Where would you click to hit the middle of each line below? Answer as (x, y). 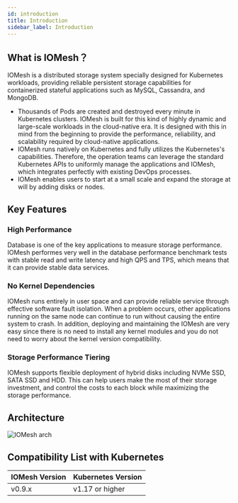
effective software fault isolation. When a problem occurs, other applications (119, 309)
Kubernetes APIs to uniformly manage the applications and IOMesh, (117, 165)
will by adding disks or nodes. (61, 187)
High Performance (40, 229)
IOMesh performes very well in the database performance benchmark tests (117, 252)
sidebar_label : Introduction (50, 27)
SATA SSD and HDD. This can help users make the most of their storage (112, 380)
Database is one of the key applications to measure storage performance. (115, 245)
